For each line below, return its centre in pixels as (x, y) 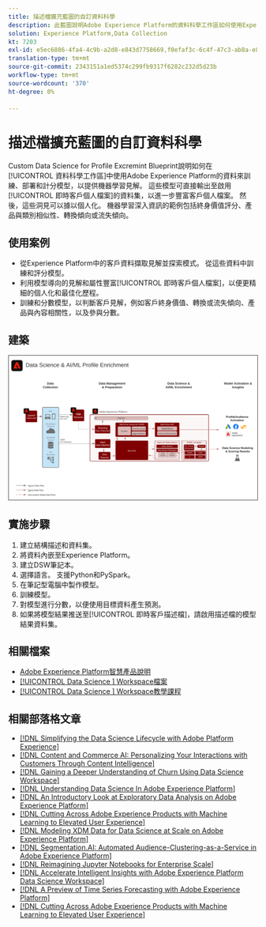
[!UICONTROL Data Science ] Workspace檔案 (94, 682)
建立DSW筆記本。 (49, 564)
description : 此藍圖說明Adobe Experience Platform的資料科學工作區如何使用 (126, 25)
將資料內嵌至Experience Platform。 (77, 555)
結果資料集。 (40, 624)
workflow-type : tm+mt (44, 75)
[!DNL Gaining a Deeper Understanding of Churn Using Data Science (131, 772)
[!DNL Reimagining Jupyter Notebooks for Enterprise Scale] (117, 865)
